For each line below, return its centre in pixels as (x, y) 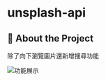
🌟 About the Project (51, 38)
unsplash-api (46, 13)
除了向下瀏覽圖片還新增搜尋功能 (53, 56)
